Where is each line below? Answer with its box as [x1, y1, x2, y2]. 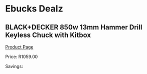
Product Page [5, 44, 34, 50]
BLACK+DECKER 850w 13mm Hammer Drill [5, 23, 142, 31]
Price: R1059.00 [5, 53, 38, 59]
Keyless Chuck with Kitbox [5, 30, 91, 39]
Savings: [5, 63, 24, 69]
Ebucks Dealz [5, 3, 64, 14]
